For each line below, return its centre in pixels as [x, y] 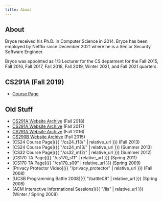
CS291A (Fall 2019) [35, 82]
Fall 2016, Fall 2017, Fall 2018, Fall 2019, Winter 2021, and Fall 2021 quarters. [81, 66]
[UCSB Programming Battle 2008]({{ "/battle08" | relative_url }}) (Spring [85, 179]
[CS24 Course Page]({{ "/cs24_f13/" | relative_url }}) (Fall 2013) [76, 142]
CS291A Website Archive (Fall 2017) [48, 126]
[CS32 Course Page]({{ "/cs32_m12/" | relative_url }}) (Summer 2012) [82, 152]
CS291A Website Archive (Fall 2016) [48, 132]
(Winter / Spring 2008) [35, 194]
